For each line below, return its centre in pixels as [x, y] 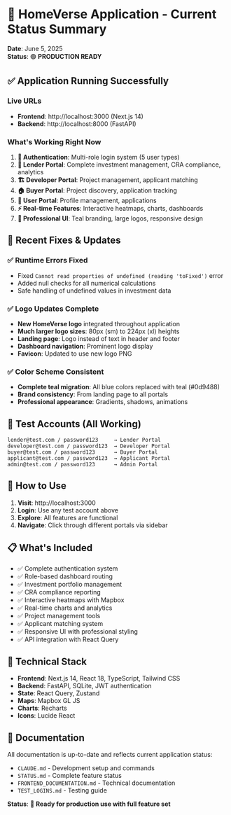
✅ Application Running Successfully [88, 81]
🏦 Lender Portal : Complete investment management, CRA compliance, [119, 165]
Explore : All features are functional [68, 517]
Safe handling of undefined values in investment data [94, 291]
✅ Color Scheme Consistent [56, 372]
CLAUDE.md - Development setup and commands [86, 768]
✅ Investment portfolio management [70, 584]
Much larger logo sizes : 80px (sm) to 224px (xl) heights [98, 331]
